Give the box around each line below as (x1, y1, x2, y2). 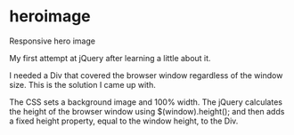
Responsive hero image (9, 36, 96, 46)
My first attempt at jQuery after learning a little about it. (9, 52, 211, 63)
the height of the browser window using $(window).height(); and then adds (9, 106, 285, 116)
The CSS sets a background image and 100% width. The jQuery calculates (9, 96, 283, 107)
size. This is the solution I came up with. (9, 79, 156, 90)
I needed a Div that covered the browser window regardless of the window (9, 69, 283, 81)
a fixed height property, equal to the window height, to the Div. (9, 115, 239, 126)
